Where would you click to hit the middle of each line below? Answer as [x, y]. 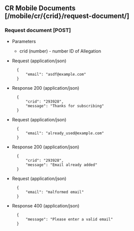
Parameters [24, 41]
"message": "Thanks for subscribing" [65, 106]
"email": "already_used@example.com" [65, 133]
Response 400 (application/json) [45, 205]
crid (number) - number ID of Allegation [60, 51]
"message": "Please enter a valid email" [69, 219]
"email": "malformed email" [54, 192]
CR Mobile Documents [40, 8]
